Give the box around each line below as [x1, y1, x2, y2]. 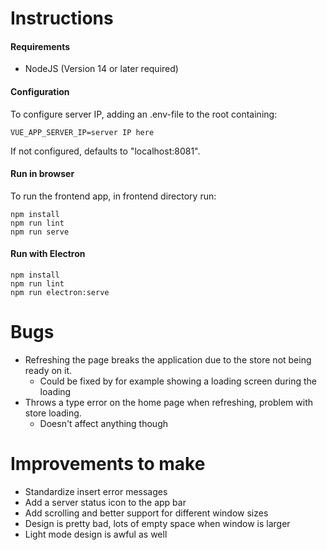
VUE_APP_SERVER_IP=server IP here [10, 127, 155, 137]
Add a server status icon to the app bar [24, 496, 187, 508]
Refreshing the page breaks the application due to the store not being [24, 353, 312, 366]
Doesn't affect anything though [39, 417, 169, 429]
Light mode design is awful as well [24, 528, 168, 540]
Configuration [10, 85, 70, 97]
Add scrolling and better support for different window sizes [24, 507, 269, 519]
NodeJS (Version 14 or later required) [24, 63, 179, 75]
